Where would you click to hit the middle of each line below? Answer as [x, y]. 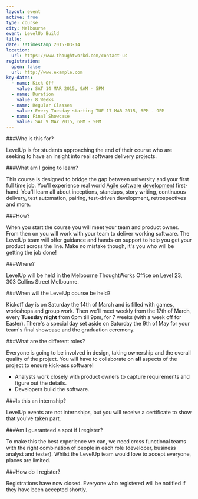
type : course [22, 22]
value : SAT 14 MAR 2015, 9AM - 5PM [60, 89]
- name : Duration [33, 94]
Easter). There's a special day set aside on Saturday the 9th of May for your [98, 324]
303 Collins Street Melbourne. [43, 282]
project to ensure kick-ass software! [50, 365]
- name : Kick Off [33, 83]
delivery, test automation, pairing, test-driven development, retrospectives [96, 198]
